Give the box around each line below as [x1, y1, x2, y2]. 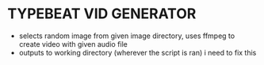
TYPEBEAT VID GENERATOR [7, 5, 197, 23]
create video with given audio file [18, 39, 128, 48]
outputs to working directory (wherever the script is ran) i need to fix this [18, 48, 257, 57]
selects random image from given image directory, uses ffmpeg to [18, 31, 235, 40]
